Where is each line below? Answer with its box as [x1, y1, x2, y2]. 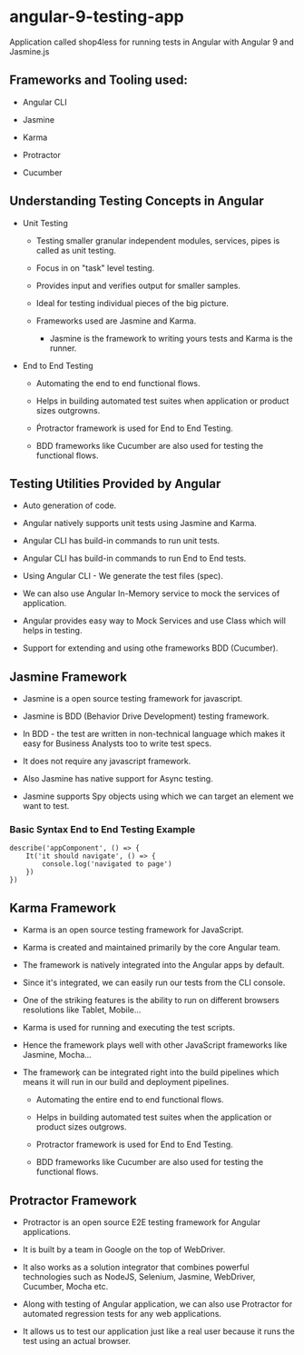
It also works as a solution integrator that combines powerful [22, 1261, 250, 1273]
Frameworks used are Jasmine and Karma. [35, 315, 197, 326]
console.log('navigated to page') [42, 860, 172, 869]
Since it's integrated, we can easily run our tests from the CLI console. [22, 977, 286, 988]
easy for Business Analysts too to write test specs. [22, 738, 211, 749]
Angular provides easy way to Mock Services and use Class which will [22, 615, 286, 626]
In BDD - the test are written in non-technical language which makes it [22, 729, 286, 740]
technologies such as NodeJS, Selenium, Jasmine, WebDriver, [22, 1271, 256, 1282]
